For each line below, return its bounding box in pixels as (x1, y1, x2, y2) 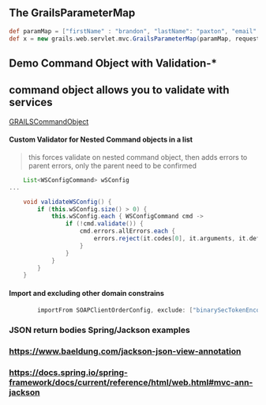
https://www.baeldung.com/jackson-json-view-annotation (9, 346, 242, 357)
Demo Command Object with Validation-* (9, 56, 218, 70)
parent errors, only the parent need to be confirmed (28, 161, 197, 170)
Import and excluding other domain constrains (9, 288, 165, 297)
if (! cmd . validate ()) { (65, 220, 144, 228)
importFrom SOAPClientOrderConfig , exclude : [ (37, 306, 193, 314)
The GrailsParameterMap (9, 6, 136, 20)
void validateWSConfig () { (23, 198, 112, 206)
